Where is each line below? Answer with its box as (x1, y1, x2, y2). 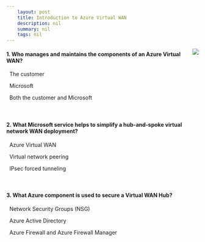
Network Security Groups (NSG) (9, 205, 90, 212)
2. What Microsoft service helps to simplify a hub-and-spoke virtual (6, 121, 182, 128)
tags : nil (17, 32, 43, 38)
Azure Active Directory (9, 217, 67, 224)
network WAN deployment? (6, 127, 78, 135)
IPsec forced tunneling (9, 165, 67, 172)
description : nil (17, 20, 62, 26)
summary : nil (17, 26, 51, 32)
